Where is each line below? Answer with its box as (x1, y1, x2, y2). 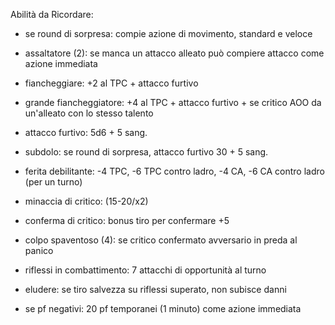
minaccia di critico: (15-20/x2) (24, 195, 149, 207)
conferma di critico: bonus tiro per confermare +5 (24, 215, 230, 226)
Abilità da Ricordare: (10, 9, 94, 20)
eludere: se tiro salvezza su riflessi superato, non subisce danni (24, 284, 287, 295)
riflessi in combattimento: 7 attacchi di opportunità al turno (24, 264, 267, 276)
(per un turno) (24, 176, 83, 188)
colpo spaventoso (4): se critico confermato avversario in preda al (24, 234, 298, 246)
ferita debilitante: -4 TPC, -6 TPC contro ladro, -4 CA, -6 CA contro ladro (24, 165, 325, 177)
